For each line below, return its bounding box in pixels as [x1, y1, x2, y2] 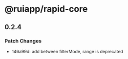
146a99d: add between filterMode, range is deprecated [11, 48, 123, 54]
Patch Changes [4, 38, 42, 44]
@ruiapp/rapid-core [4, 3, 88, 15]
